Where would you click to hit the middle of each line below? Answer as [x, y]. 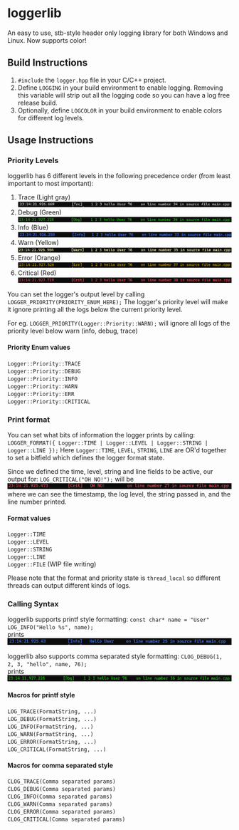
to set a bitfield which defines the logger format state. [86, 457]
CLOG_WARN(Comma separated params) [60, 804]
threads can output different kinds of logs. [69, 586]
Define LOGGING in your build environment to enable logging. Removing [120, 88]
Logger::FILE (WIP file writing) [52, 564]
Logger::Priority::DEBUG [44, 371]
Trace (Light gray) [44, 197]
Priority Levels [33, 160]
